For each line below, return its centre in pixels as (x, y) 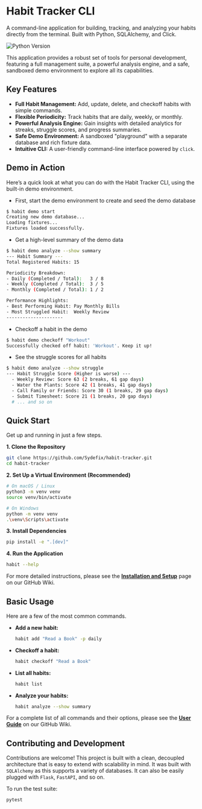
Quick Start (28, 420)
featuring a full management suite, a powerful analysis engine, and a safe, (98, 64)
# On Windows (23, 508)
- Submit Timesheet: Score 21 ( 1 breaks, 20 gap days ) (82, 396)
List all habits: (33, 673)
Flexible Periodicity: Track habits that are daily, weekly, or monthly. (99, 116)
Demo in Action (36, 168)
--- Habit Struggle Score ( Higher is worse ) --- (68, 374)
